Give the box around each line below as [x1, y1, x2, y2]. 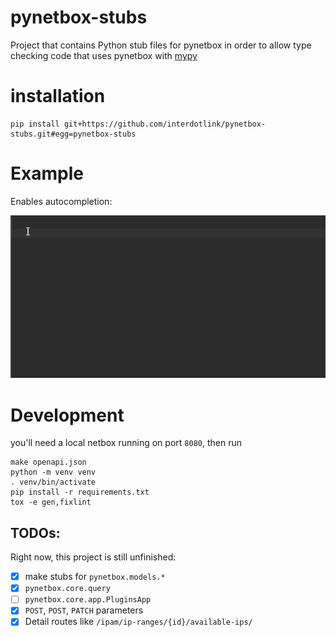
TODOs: [10, 524, 61, 541]
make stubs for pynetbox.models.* [24, 571, 166, 583]
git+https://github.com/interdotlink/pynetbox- [63, 119, 267, 129]
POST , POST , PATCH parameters [24, 604, 144, 616]
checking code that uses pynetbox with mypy [10, 49, 198, 61]
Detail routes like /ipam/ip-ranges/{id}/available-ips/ [24, 616, 253, 628]
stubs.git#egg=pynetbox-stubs [10, 129, 137, 139]
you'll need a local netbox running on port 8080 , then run [10, 437, 242, 449]
